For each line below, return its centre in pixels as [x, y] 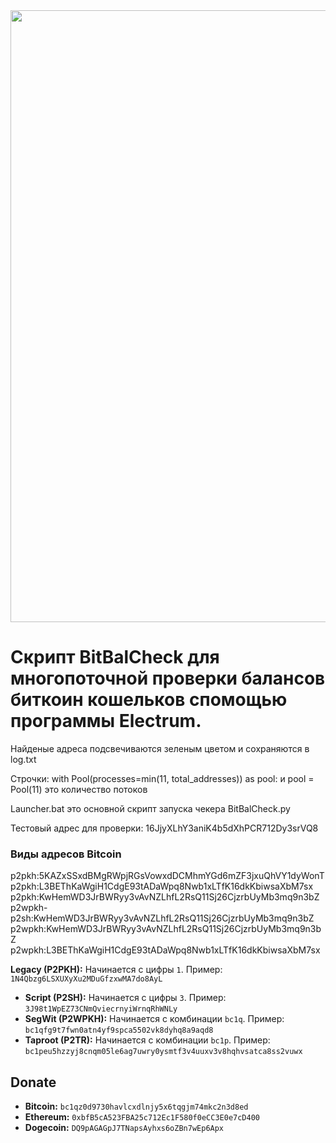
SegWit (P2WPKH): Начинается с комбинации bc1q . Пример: [154, 1019]
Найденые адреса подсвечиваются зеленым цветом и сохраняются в [160, 748]
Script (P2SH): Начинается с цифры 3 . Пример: [125, 998]
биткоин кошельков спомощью [149, 700]
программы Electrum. [106, 721]
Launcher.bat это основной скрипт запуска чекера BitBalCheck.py [150, 808]
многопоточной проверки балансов [168, 678]
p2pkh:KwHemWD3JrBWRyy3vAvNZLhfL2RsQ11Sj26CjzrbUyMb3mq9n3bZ [165, 897]
